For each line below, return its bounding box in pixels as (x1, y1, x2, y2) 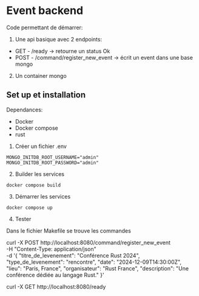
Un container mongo (15, 72, 67, 79)
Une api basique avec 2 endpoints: (15, 35, 102, 43)
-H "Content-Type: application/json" (6, 245, 96, 253)
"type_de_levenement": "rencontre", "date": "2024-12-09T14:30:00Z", (6, 258, 182, 266)
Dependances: (6, 106, 43, 113)
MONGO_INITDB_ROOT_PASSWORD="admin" (6, 160, 99, 166)
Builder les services (15, 170, 65, 177)
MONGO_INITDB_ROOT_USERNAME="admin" (6, 154, 99, 160)
